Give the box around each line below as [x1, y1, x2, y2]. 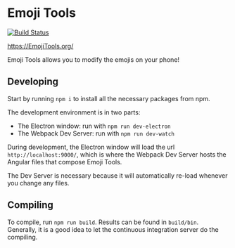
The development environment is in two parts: [7, 107, 141, 117]
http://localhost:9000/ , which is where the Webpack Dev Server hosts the [7, 150, 227, 159]
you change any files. [7, 178, 70, 187]
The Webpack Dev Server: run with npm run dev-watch [17, 129, 174, 138]
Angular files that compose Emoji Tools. [7, 157, 122, 166]
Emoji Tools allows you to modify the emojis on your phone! [7, 55, 180, 64]
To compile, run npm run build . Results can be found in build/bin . [7, 218, 199, 226]
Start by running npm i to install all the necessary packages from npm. [7, 94, 210, 103]
